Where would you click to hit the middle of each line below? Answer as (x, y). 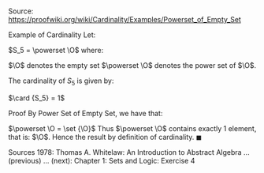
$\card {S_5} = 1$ (37, 98)
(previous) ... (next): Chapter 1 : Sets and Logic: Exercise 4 (102, 160)
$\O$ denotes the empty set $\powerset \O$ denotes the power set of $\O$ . (132, 66)
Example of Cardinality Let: (52, 35)
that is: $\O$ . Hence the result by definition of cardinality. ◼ (105, 137)
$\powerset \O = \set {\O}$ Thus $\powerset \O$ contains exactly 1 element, (132, 128)
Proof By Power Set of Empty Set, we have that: (86, 113)
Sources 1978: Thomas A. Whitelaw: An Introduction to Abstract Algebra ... (129, 152)
